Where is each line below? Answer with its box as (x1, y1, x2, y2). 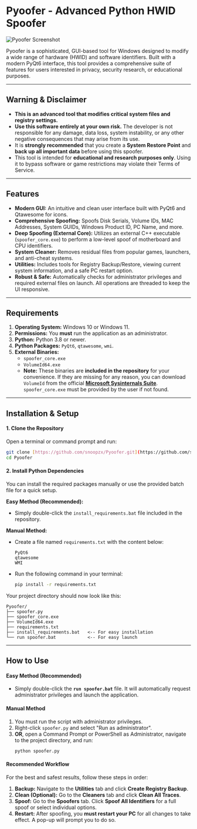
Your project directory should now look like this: (6, 592, 121, 599)
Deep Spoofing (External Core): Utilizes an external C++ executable (14, 229, 181, 236)
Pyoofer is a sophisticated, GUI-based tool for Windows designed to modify (6, 47, 189, 54)
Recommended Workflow (6, 761, 70, 768)
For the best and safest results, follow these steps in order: (6, 773, 148, 781)
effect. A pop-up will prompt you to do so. (14, 816, 116, 823)
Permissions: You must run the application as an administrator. (14, 330, 168, 337)
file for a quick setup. (6, 486, 57, 493)
